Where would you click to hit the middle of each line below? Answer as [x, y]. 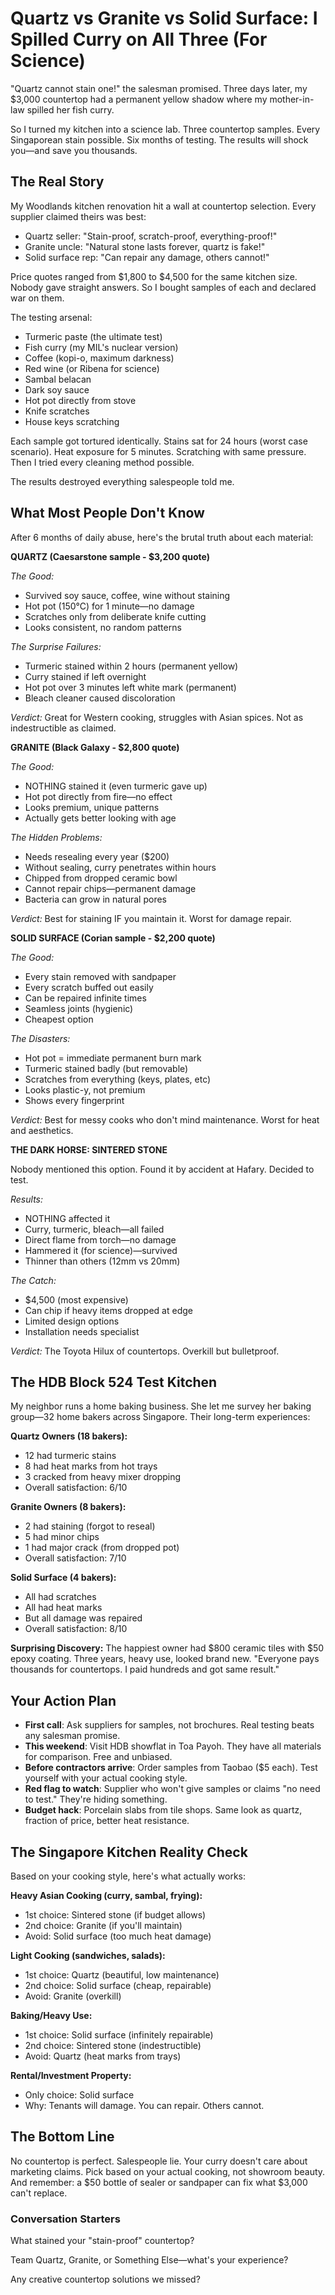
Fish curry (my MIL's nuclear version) [101, 347]
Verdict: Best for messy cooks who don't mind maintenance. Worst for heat [165, 1119]
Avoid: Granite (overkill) [73, 1996]
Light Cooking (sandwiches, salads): [88, 1955]
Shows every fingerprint [74, 1100]
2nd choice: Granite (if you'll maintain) [103, 1925]
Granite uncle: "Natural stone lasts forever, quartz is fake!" [145, 246]
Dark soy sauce [57, 389]
